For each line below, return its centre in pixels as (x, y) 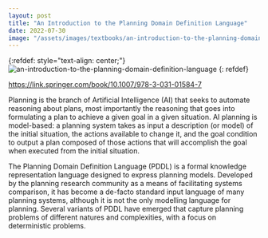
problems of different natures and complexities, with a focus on (112, 217)
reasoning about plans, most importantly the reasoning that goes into (122, 109)
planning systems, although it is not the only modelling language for (120, 200)
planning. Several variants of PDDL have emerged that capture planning (126, 209)
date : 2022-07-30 (37, 30)
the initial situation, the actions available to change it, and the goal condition (133, 134)
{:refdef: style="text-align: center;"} (67, 61)
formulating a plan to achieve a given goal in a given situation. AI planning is (133, 117)
